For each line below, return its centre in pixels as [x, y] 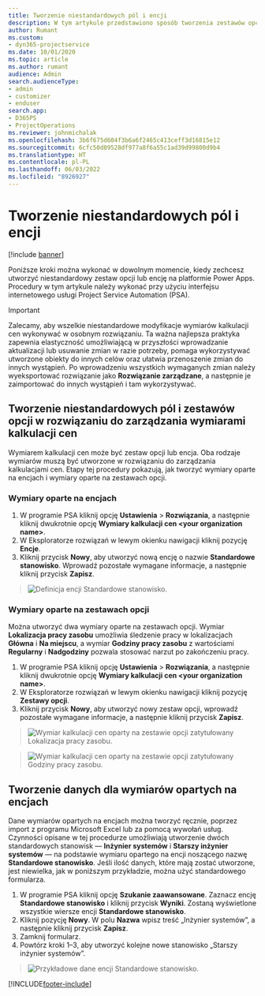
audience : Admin [35, 74]
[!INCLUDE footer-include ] [50, 984]
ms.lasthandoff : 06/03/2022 [54, 170]
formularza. [27, 879]
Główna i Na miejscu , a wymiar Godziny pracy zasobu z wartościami [121, 643]
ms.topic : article [38, 60]
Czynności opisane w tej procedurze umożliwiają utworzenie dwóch [119, 837]
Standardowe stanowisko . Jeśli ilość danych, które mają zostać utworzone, [132, 863]
